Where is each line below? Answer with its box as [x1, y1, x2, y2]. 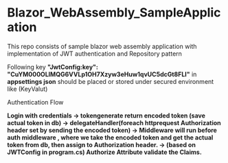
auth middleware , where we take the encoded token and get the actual [7, 133, 214, 142]
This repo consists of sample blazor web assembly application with [7, 42, 197, 50]
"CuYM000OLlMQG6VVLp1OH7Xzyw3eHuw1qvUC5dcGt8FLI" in [7, 70, 197, 78]
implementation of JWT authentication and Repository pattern [7, 50, 182, 58]
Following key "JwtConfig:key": [7, 63, 98, 71]
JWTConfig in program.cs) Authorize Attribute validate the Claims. [7, 148, 203, 156]
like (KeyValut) [7, 85, 48, 93]
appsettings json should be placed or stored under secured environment [7, 77, 214, 85]
